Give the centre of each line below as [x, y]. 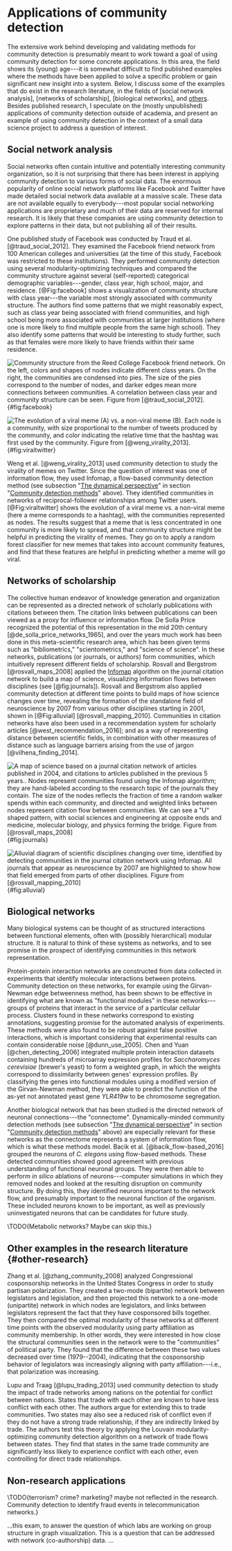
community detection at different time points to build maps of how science [113, 693]
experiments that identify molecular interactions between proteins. [102, 979]
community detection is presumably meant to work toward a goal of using [113, 54]
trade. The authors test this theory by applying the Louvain [91, 1430]
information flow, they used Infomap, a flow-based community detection [110, 478]
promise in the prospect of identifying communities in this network [102, 950]
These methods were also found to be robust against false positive [102, 1030]
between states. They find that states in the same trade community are [108, 1444]
